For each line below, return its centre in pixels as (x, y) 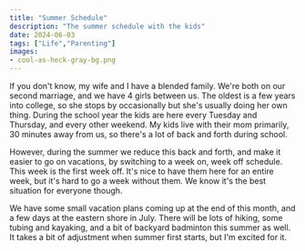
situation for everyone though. (66, 191)
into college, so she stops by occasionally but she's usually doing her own (149, 105)
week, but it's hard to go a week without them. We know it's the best (138, 181)
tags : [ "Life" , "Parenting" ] (63, 43)
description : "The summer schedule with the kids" (107, 26)
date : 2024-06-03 (42, 35)
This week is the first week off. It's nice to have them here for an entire (142, 171)
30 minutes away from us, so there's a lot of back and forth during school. (149, 134)
